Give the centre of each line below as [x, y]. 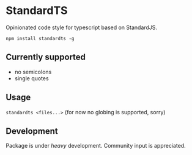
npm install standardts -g [40, 38]
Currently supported [46, 57]
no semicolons [33, 72]
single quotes [32, 78]
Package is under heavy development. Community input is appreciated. [96, 146]
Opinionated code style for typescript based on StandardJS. [81, 27]
